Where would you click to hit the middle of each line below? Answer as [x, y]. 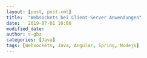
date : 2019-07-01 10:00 [39, 23]
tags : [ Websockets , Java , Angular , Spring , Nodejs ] [73, 46]
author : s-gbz [24, 34]
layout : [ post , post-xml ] [39, 12]
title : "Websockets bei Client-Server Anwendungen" [74, 18]
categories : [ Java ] [31, 40]
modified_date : [25, 29]
